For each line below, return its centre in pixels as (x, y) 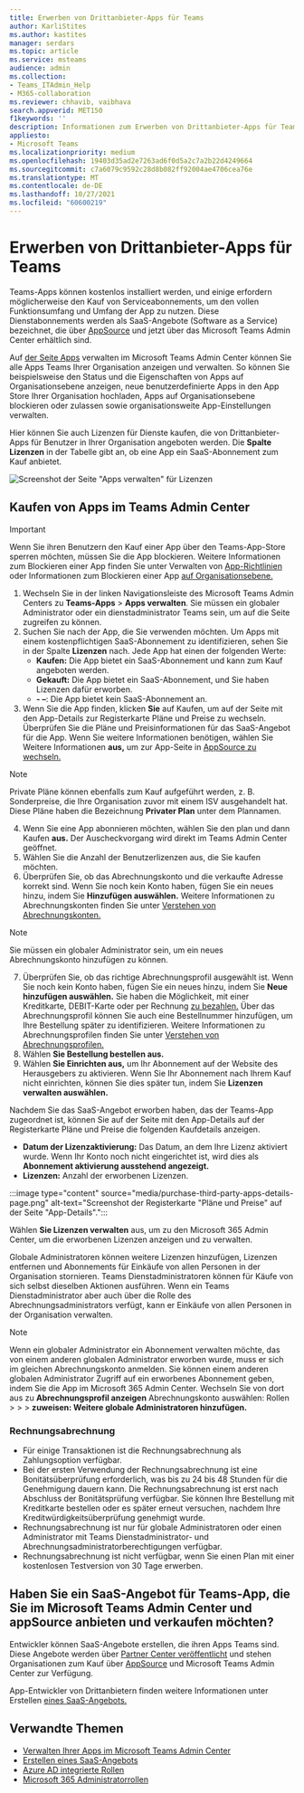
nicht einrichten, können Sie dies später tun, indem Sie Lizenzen (142, 1083)
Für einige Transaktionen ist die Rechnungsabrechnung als (132, 1450)
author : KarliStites (48, 26)
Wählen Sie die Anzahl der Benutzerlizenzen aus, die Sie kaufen (141, 857)
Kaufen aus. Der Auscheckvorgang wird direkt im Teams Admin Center (155, 838)
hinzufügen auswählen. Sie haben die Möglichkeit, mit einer (136, 996)
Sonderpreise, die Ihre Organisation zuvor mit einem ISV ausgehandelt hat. (148, 801)
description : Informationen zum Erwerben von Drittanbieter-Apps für (143, 128)
